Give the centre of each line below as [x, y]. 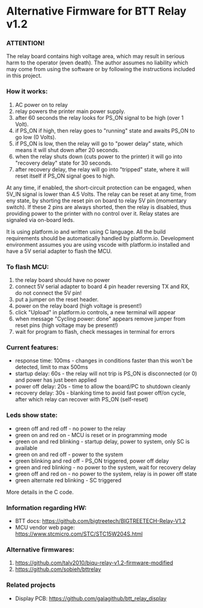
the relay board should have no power [62, 280]
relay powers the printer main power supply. [70, 111]
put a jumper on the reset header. [57, 300]
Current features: [32, 347]
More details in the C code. [40, 492]
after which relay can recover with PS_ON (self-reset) [82, 399]
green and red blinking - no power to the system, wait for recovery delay [105, 467]
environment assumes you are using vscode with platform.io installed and [98, 244]
